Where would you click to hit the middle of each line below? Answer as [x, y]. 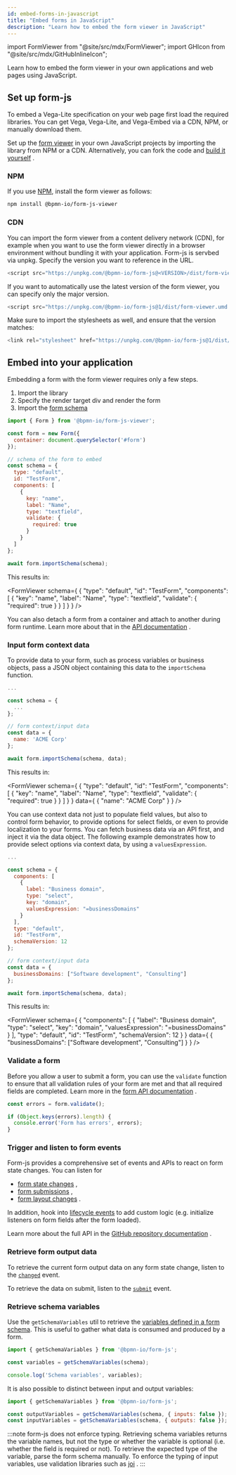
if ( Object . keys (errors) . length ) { [59, 1116]
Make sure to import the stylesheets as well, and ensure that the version [112, 320]
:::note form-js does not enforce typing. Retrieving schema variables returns [117, 1434]
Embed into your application [70, 362]
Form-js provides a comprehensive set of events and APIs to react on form [115, 1163]
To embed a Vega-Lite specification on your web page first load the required [118, 115]
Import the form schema [52, 408]
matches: [21, 328]
